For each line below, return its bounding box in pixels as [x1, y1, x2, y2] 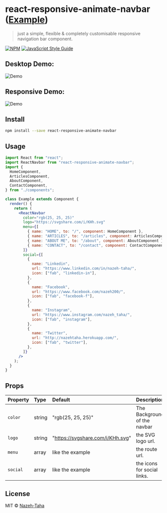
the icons [136, 460, 158, 467]
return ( [14, 205, 32, 211]
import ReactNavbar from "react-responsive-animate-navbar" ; [5, 160, 135, 165]
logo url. [136, 438, 156, 445]
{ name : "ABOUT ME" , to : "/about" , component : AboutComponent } [27, 238, 164, 243]
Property [7, 397, 29, 404]
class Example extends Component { [5, 197, 79, 202]
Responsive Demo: [5, 88, 65, 96]
